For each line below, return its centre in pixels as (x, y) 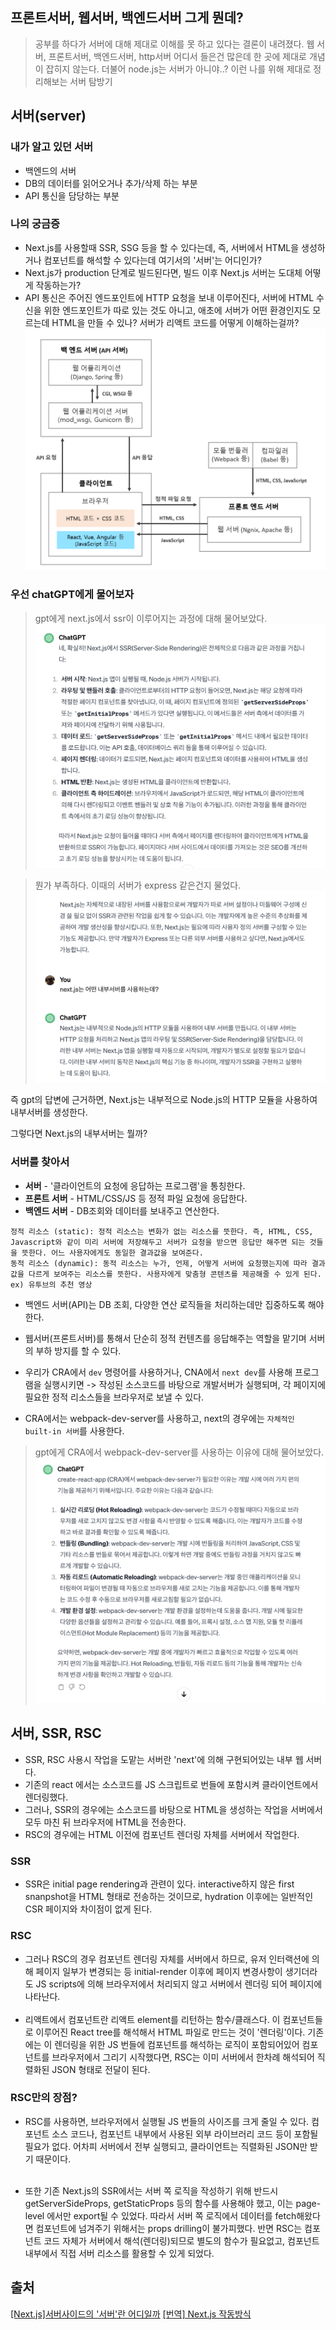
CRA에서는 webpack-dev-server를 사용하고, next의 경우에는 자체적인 (159, 1418)
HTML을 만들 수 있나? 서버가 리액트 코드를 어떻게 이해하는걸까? (175, 322)
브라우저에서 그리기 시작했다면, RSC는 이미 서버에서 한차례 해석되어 (183, 2057)
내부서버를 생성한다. (49, 1112)
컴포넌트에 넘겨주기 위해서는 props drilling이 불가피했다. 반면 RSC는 (169, 2228)
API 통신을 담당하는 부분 (72, 195)
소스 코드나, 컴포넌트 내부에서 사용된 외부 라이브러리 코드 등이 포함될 (185, 2134)
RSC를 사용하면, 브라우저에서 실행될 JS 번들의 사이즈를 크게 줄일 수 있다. (167, 2121)
